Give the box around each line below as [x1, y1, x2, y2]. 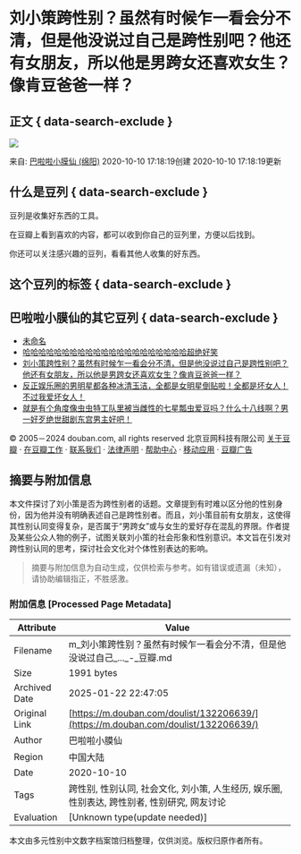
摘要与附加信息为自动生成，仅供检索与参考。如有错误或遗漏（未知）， [30, 561, 286, 573]
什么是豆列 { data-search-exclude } [9, 184, 208, 200]
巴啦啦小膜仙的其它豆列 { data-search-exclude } [9, 310, 279, 325]
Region [13, 751, 44, 764]
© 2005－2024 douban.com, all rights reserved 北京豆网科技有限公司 [9, 433, 265, 444]
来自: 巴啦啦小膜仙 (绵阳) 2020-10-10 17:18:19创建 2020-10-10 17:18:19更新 [9, 156, 282, 167]
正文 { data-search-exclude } [9, 114, 173, 129]
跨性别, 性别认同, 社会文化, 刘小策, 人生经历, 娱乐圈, [68, 782, 283, 795]
